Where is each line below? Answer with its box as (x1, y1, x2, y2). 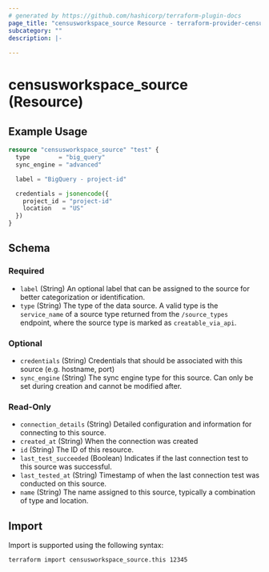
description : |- (8, 34, 62, 42)
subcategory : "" (8, 26, 62, 34)
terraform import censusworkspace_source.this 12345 (8, 556, 188, 564)
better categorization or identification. (19, 292, 146, 302)
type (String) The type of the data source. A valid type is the (19, 301, 219, 310)
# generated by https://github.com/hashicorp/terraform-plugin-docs (8, 11, 242, 20)
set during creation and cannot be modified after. (19, 381, 183, 390)
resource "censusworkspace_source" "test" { (8, 146, 159, 154)
